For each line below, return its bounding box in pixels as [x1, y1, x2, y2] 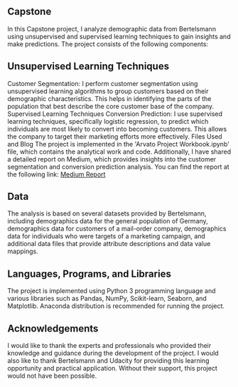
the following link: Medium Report [7, 170, 106, 179]
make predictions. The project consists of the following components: [7, 39, 208, 48]
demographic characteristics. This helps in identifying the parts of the [7, 94, 212, 102]
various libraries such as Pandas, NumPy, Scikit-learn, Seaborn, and [7, 295, 207, 303]
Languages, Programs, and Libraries [7, 267, 172, 280]
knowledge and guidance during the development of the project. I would [7, 349, 219, 358]
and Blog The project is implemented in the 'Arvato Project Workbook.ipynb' [7, 139, 229, 148]
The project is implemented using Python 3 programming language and [7, 287, 216, 295]
